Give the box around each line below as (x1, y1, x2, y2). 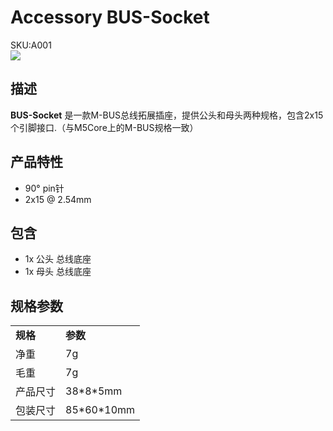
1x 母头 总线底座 (24, 266, 92, 278)
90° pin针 (24, 182, 65, 194)
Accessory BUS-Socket (10, 6, 210, 29)
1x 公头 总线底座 (24, 253, 92, 265)
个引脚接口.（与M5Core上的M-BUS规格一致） (10, 121, 199, 133)
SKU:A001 (10, 39, 52, 51)
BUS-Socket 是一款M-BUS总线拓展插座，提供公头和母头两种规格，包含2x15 (10, 109, 324, 121)
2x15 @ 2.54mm (24, 193, 92, 205)
